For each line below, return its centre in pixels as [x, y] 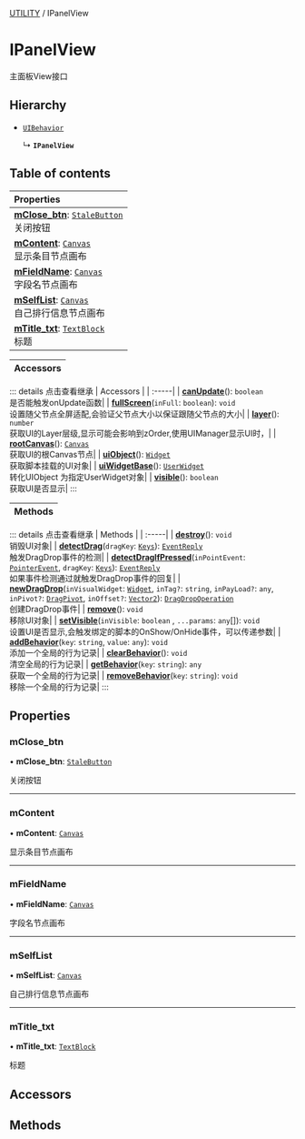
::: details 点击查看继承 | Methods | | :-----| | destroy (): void [121, 534]
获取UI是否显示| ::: [43, 488]
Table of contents [60, 173]
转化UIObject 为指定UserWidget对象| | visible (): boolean [114, 477]
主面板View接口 [39, 76]
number [22, 423]
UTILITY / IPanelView [49, 13]
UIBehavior [43, 128]
